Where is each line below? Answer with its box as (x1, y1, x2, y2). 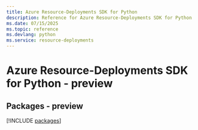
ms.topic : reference (6, 26, 59, 32)
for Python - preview (6, 77, 113, 90)
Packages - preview (6, 101, 83, 111)
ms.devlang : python (6, 32, 56, 38)
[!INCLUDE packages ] (6, 117, 62, 124)
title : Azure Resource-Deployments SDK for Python (6, 9, 138, 15)
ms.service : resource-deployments (6, 37, 94, 43)
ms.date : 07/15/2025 (6, 20, 59, 26)
